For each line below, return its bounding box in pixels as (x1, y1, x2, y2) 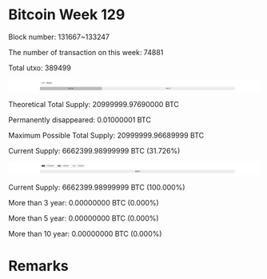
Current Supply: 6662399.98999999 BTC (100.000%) (8, 182, 185, 193)
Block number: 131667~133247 (8, 32, 110, 42)
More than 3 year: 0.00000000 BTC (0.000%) (8, 198, 160, 208)
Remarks (8, 257, 70, 275)
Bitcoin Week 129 (8, 6, 126, 24)
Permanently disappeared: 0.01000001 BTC (8, 115, 152, 125)
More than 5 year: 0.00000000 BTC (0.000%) (8, 213, 159, 223)
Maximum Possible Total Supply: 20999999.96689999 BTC (8, 130, 205, 141)
